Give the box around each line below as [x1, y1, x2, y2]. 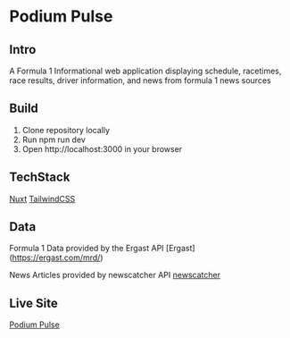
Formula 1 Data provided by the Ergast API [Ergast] [9, 243, 195, 254]
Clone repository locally [21, 124, 110, 135]
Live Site [9, 295, 58, 310]
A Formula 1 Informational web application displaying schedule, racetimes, [9, 65, 282, 76]
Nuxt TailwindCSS [9, 193, 76, 204]
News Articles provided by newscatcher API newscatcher [9, 270, 221, 281]
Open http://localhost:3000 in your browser [21, 143, 183, 154]
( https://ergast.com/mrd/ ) [9, 252, 104, 263]
